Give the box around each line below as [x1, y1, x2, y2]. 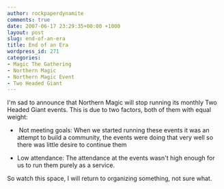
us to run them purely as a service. [16, 161, 115, 169]
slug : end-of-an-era [7, 35, 66, 42]
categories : [7, 55, 41, 61]
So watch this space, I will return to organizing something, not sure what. [7, 175, 212, 183]
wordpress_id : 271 [7, 48, 59, 55]
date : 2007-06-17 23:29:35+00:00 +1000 [7, 23, 121, 29]
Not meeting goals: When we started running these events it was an [18, 126, 210, 134]
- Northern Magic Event [7, 73, 75, 81]
